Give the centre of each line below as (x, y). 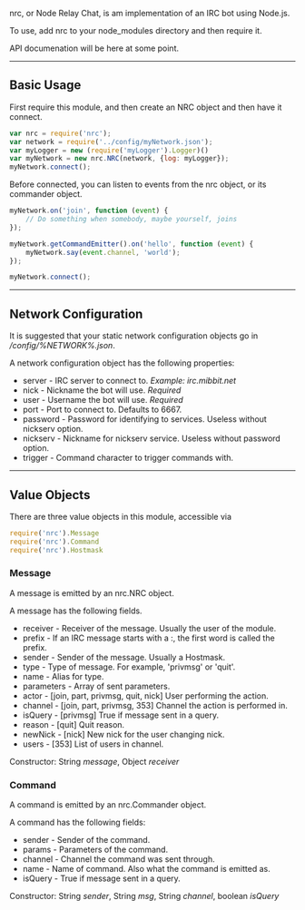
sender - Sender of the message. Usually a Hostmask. (123, 657)
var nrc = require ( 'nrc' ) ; (60, 133)
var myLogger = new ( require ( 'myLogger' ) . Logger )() (109, 150)
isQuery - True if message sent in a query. (102, 878)
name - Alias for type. (63, 676)
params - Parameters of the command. (95, 850)
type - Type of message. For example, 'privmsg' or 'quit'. (129, 667)
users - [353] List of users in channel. (93, 744)
